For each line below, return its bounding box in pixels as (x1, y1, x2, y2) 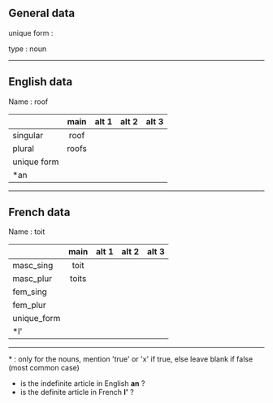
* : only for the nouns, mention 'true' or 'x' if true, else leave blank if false (8, 354, 253, 364)
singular (12, 129, 43, 141)
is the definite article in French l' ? (19, 388, 134, 397)
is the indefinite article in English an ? (19, 379, 145, 388)
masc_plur (12, 273, 53, 284)
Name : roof (8, 97, 49, 106)
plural (12, 142, 35, 154)
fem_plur (12, 300, 46, 311)
